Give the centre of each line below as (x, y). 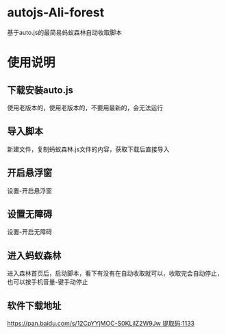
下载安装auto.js (40, 90)
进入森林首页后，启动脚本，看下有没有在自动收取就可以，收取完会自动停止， (115, 273)
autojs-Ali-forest (56, 13)
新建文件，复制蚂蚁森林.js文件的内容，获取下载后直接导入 (88, 149)
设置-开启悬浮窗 (30, 190)
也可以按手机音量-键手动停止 (48, 282)
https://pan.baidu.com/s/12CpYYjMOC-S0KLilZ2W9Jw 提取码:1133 (101, 323)
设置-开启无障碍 (30, 232)
